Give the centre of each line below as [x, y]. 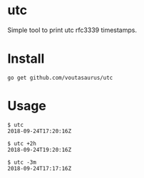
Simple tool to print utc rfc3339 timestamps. [72, 30]
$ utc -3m [22, 162]
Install [26, 59]
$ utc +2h [22, 143]
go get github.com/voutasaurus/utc [60, 78]
